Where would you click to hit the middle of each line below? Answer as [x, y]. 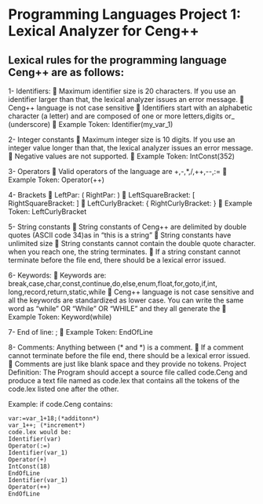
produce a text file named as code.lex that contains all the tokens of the [124, 381]
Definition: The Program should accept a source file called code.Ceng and [128, 372]
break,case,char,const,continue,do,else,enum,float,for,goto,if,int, [113, 283]
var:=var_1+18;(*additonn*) [54, 419]
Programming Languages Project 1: [125, 15]
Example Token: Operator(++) [56, 179]
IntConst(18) [29, 466]
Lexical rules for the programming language [117, 60]
